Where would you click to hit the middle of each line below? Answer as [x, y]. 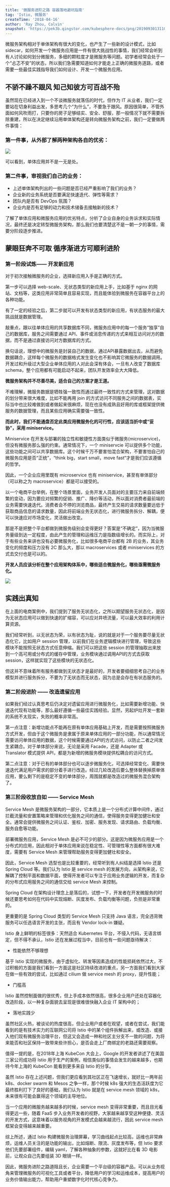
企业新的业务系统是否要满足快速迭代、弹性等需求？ [66, 194]
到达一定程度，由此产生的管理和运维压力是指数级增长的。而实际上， [89, 535]
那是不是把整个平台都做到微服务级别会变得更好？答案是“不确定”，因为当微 [83, 528]
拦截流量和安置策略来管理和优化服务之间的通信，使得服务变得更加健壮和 [80, 815]
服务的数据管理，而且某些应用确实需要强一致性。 [56, 411]
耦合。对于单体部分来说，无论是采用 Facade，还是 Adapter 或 [78, 747]
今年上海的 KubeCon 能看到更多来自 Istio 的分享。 [61, 1066]
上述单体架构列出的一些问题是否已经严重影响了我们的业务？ [75, 188]
